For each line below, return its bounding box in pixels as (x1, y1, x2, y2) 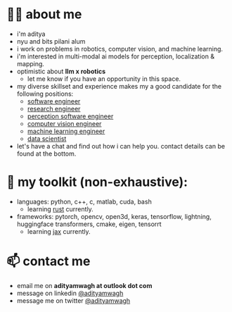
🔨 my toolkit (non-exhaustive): (6, 174, 188, 190)
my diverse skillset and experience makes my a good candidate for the (16, 82, 222, 90)
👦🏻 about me (6, 6, 82, 23)
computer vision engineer (27, 119, 102, 127)
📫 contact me (6, 254, 91, 270)
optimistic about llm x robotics (16, 67, 106, 75)
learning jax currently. (27, 227, 91, 235)
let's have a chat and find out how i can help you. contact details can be (16, 142, 226, 150)
